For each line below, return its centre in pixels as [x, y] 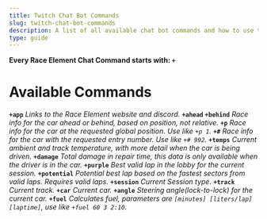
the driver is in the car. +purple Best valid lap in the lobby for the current [127, 165]
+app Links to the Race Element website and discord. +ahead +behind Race [129, 114]
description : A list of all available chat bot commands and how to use [132, 30]
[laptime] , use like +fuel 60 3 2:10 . [68, 207]
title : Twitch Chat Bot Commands [64, 15]
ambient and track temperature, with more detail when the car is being [125, 148]
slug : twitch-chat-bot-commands [62, 23]
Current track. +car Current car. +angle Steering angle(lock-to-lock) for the [131, 190]
